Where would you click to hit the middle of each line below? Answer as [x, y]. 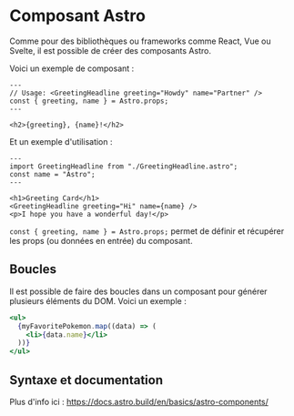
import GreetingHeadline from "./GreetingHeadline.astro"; [124, 166]
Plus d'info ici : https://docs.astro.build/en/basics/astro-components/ [139, 401]
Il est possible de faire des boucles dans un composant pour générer [138, 291]
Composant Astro [77, 16]
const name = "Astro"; [52, 174]
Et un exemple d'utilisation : [61, 141]
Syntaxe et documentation [86, 380]
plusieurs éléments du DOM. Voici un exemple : [98, 300]
